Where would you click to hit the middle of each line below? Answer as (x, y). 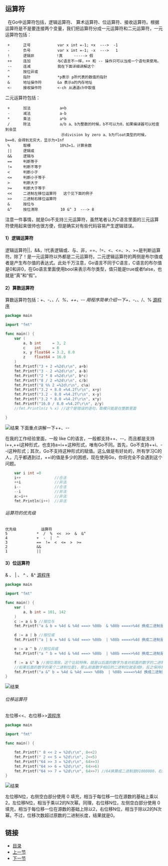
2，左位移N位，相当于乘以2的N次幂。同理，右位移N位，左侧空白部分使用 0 (83, 803)
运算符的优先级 (20, 513)
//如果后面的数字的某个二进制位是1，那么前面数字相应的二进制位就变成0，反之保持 (87, 667)
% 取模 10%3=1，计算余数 (49, 145)
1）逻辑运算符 (19, 238)
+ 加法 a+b (37, 108)
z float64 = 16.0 (44, 357)
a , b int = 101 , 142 (44, 612)
